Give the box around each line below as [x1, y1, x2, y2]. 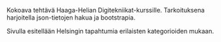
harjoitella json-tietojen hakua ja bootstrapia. [6, 13, 136, 22]
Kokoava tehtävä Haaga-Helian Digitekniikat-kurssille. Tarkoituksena [6, 6, 205, 14]
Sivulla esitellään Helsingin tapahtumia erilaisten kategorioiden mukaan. [6, 27, 214, 35]
